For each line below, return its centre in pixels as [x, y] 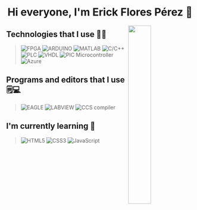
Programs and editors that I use [65, 80]
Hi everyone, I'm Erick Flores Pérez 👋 [100, 12]
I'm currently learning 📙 [51, 126]
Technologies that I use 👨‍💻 [57, 34]
